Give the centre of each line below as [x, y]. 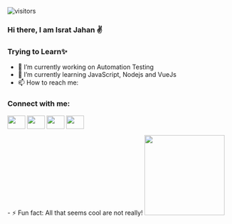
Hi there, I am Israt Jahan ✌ [55, 30]
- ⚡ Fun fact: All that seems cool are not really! [75, 213]
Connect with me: [39, 104]
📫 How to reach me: [48, 82]
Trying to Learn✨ [37, 51]
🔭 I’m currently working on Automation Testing [86, 67]
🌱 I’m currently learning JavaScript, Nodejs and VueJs [97, 75]
